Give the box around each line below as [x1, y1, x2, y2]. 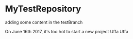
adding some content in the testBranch [5, 19, 83, 25]
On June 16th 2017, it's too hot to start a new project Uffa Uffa [5, 28, 129, 34]
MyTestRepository [5, 3, 82, 14]
